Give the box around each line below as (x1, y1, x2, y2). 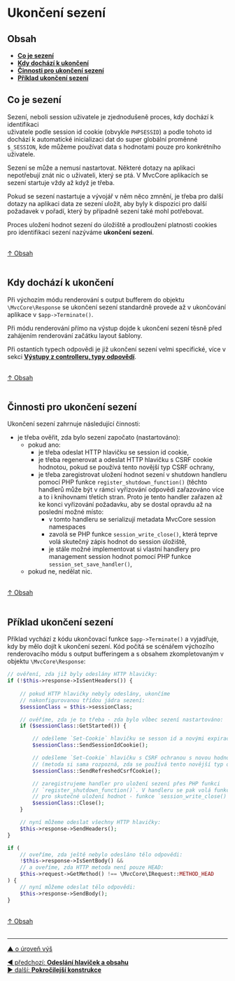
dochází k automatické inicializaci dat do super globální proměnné (7, 135, 198, 143)
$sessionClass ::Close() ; (32, 799, 105, 807)
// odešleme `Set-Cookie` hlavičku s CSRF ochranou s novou (32, 755, 211, 762)
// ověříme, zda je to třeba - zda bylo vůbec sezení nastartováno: (20, 716, 224, 723)
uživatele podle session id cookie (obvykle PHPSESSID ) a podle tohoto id (7, 128, 212, 136)
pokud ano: (27, 440, 61, 449)
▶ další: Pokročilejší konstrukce (7, 966, 101, 974)
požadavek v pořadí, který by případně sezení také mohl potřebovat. (7, 207, 204, 215)
